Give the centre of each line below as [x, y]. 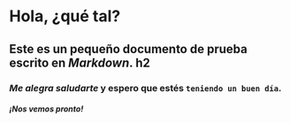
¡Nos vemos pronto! [46, 109]
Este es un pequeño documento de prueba [128, 49]
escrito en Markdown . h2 [80, 62]
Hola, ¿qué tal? [65, 16]
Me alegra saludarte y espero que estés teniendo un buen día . [145, 88]
